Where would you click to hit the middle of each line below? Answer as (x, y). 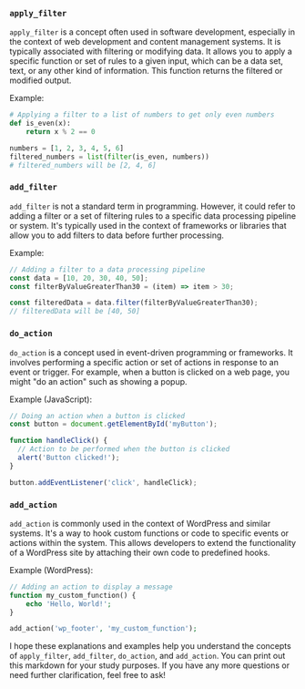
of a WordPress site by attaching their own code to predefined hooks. (140, 552)
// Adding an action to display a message (91, 587)
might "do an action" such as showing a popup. (99, 381)
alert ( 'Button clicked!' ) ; (69, 458)
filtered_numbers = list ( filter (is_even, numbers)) (109, 157)
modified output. (41, 80)
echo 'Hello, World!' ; (69, 604)
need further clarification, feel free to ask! (88, 675)
